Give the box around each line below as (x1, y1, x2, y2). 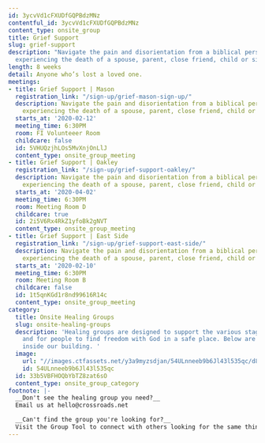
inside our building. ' (22, 343, 101, 350)
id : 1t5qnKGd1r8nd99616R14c (15, 291, 108, 299)
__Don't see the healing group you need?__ (15, 394, 160, 402)
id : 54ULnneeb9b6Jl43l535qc (22, 365, 114, 373)
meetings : (8, 78, 41, 85)
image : (15, 350, 37, 358)
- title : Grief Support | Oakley (8, 159, 118, 167)
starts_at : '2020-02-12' (15, 115, 97, 123)
